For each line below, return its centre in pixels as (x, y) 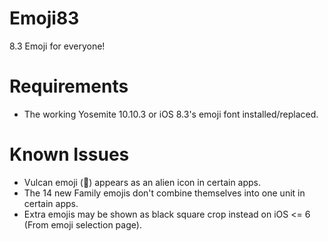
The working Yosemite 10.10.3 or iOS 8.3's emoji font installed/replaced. (171, 114)
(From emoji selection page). (82, 224)
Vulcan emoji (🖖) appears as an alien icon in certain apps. (142, 182)
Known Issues (69, 154)
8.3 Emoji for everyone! (57, 46)
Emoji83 (44, 18)
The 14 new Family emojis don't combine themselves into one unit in (164, 193)
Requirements (69, 86)
